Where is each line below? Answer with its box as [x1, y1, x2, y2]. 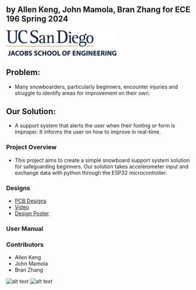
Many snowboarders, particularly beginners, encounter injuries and [14, 83, 178, 90]
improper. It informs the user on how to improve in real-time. [14, 128, 161, 135]
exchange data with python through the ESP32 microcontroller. [14, 169, 168, 176]
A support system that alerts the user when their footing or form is [14, 122, 175, 129]
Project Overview [6, 143, 57, 151]
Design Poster [14, 210, 49, 217]
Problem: [6, 67, 41, 77]
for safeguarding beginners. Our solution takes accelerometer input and [14, 162, 189, 170]
